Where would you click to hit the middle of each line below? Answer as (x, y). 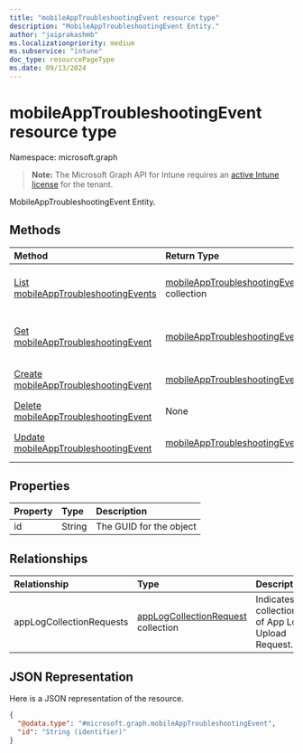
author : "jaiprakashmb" (54, 34)
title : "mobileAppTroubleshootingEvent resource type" (115, 18)
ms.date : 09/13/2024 (48, 69)
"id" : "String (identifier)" (72, 732)
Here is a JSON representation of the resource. (97, 699)
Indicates (275, 599)
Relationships (49, 558)
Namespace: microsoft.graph (64, 157)
